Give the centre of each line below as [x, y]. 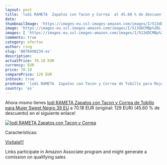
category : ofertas [24, 42]
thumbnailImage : [22, 24]
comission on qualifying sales [36, 157]
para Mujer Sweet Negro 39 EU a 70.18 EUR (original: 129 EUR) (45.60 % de [83, 108]
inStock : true [20, 79]
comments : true [21, 38]
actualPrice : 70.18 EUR [30, 61]
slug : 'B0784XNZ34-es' [29, 51]
